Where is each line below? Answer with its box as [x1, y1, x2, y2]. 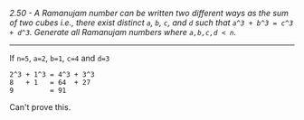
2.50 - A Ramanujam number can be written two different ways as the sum [9, 8, 290, 18]
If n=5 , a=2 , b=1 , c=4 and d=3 [9, 53, 110, 63]
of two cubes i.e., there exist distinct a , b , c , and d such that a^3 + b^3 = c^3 [9, 17, 294, 28]
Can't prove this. [9, 102, 71, 112]
